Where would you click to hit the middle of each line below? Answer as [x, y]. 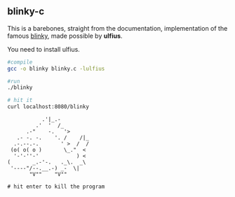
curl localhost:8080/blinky [48, 107]
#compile [20, 62]
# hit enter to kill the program [56, 187]
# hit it [20, 101]
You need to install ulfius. [44, 49]
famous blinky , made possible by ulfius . [65, 36]
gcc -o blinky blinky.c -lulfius [56, 68]
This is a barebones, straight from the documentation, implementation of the [117, 28]
